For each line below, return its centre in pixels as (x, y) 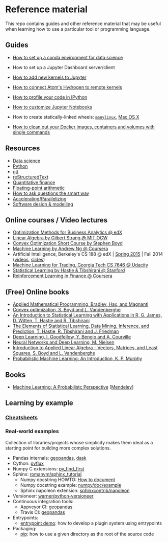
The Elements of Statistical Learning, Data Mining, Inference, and (81, 326)
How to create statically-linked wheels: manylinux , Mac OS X (76, 117)
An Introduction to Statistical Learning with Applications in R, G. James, (87, 315)
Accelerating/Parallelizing (39, 198)
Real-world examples (32, 432)
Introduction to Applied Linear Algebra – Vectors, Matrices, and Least (85, 348)
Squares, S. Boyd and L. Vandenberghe (54, 353)
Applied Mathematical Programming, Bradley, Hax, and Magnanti (80, 304)
